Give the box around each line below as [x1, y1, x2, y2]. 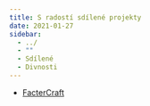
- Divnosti [17, 63, 58, 72]
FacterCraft [21, 86, 65, 98]
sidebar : [9, 29, 42, 38]
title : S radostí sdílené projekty [9, 12, 142, 22]
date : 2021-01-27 [9, 21, 74, 30]
